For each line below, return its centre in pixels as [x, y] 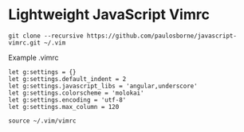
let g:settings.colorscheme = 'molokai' [77, 93]
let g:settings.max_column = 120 [64, 107]
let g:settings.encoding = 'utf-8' [67, 100]
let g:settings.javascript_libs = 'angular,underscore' [103, 86]
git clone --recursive [46, 36]
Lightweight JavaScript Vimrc [109, 15]
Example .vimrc [33, 57]
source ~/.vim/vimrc [43, 121]
